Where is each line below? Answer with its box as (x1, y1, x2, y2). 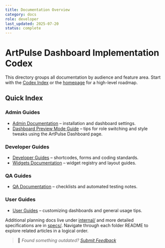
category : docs (5, 12, 37, 17)
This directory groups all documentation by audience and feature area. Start (5, 74, 161, 80)
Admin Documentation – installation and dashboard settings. (12, 120, 136, 126)
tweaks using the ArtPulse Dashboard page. (12, 130, 103, 137)
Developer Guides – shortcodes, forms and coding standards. (12, 155, 139, 161)
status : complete (5, 26, 41, 31)
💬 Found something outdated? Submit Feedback (17, 237, 117, 243)
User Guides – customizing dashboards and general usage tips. (12, 207, 143, 213)
